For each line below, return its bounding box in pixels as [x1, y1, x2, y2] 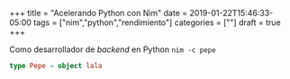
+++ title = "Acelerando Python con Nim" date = [9, 8, 188, 18]
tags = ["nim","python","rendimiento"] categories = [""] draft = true [32, 17, 281, 28]
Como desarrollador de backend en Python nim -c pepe [9, 44, 216, 55]
